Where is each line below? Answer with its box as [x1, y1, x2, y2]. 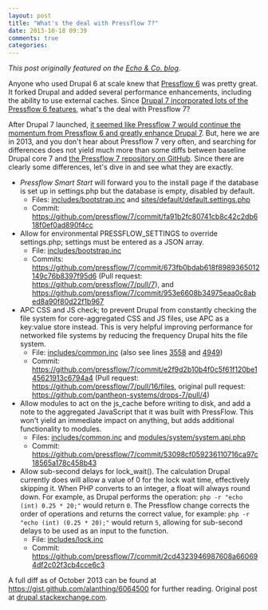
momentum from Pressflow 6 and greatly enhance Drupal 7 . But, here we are [8, 129, 260, 138]
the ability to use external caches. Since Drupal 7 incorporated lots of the [8, 96, 249, 106]
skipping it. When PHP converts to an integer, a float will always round [19, 484, 250, 493]
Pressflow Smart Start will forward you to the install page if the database [19, 177, 259, 188]
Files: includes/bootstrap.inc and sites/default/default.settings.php [31, 195, 251, 205]
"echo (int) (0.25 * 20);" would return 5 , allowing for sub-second [19, 517, 243, 528]
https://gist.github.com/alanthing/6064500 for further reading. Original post [8, 584, 258, 594]
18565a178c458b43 [31, 458, 97, 468]
